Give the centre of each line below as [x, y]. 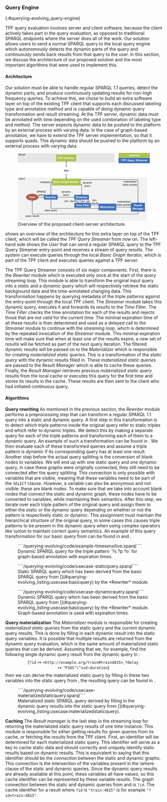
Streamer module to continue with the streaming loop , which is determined [82, 328]
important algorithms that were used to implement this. [62, 65]
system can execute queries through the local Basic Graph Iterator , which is [83, 255]
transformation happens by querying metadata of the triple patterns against [83, 297]
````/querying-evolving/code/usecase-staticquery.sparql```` [78, 566]
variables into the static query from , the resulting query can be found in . [80, 680]
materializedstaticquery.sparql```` [52, 695]
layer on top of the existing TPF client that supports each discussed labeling [83, 103]
